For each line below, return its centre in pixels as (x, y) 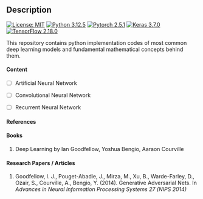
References (21, 121)
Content (17, 70)
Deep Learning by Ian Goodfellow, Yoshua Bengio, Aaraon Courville (99, 149)
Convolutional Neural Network (53, 95)
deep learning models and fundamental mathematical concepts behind (95, 49)
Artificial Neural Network (46, 83)
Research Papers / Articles (41, 163)
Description (29, 10)
